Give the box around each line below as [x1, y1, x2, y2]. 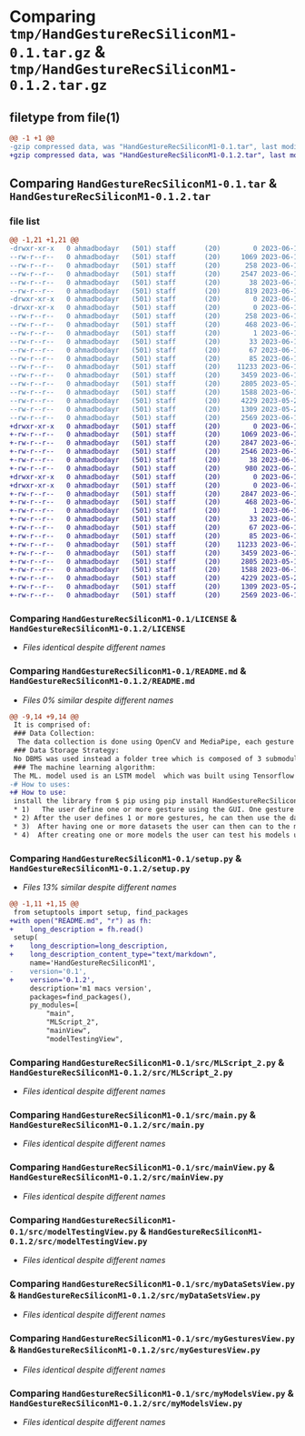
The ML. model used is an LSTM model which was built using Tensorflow [13, 771, 295, 780]
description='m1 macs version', [29, 984, 152, 993]
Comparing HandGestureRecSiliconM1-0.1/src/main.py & [9, 1109, 257, 1121]
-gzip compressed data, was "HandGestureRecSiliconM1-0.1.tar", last [9, 142, 279, 151]
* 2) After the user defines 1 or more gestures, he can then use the [13, 814, 286, 823]
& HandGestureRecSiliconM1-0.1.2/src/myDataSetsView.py [9, 1289, 261, 1301]
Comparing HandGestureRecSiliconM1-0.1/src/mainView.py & [9, 1161, 275, 1174]
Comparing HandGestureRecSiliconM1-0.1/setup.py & [9, 852, 242, 865]
